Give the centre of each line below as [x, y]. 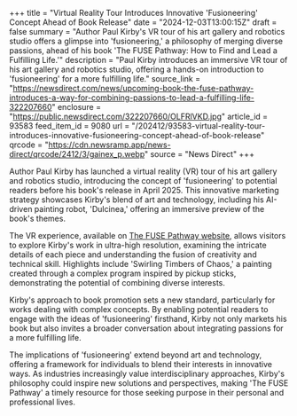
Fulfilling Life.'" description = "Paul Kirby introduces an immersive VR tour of [148, 60]
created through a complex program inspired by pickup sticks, [123, 273]
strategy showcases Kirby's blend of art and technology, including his [137, 200]
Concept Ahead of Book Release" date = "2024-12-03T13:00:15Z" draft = [143, 22]
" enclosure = [77, 107]
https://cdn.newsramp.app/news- [109, 145]
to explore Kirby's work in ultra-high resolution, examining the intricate [138, 245]
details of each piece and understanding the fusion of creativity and [133, 255]
